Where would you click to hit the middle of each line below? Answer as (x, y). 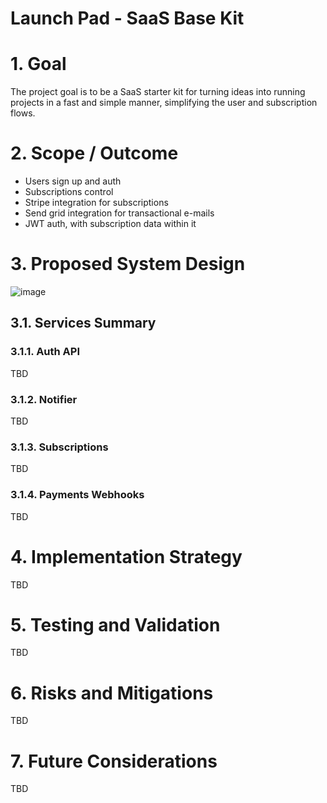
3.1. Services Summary (83, 323)
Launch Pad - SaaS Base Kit (127, 18)
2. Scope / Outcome (94, 153)
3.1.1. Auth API (45, 352)
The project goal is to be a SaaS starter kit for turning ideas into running (158, 92)
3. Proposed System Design (128, 264)
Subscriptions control (69, 192)
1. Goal (38, 64)
